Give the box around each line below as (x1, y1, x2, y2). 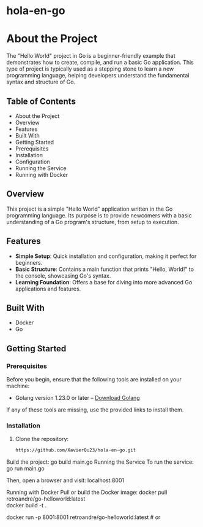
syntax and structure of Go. (6, 78, 76, 86)
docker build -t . (6, 502, 47, 509)
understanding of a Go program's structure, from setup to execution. (6, 218, 179, 225)
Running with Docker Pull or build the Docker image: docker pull (6, 489, 168, 496)
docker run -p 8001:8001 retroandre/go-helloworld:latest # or (6, 513, 161, 521)
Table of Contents (6, 96, 76, 106)
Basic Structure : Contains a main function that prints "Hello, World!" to (15, 265, 194, 273)
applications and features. (15, 285, 81, 292)
